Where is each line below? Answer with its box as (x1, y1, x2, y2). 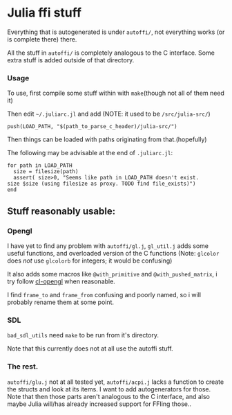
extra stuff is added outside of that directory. (7, 55, 135, 64)
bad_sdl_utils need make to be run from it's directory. (7, 331, 159, 339)
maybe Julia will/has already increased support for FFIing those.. (7, 400, 192, 408)
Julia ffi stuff (7, 5, 81, 21)
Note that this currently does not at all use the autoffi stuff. (7, 344, 174, 353)
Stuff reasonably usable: (7, 205, 116, 217)
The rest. (7, 362, 39, 371)
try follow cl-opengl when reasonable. (7, 277, 115, 285)
